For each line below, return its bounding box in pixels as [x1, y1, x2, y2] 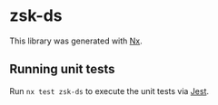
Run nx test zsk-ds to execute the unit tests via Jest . [9, 85, 210, 96]
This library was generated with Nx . [9, 35, 143, 46]
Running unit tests [9, 62, 115, 77]
